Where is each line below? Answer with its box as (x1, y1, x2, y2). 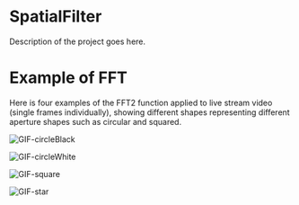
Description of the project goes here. (9, 36, 146, 47)
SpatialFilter (9, 6, 102, 27)
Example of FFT (9, 67, 128, 88)
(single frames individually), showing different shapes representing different (9, 106, 290, 118)
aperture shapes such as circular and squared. (9, 116, 182, 127)
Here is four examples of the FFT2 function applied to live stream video (9, 97, 273, 108)
